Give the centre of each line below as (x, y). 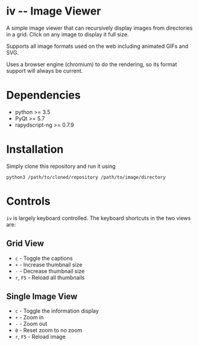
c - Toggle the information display (57, 311)
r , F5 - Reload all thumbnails (50, 278)
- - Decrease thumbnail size (50, 271)
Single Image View (42, 296)
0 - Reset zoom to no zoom (49, 330)
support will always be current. (45, 70)
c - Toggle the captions (44, 258)
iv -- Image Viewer (54, 11)
